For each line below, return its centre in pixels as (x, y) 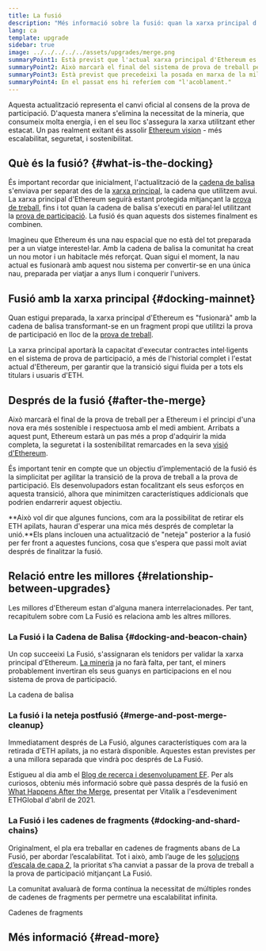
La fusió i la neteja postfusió (63, 715)
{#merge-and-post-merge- (173, 715)
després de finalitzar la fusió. (55, 551)
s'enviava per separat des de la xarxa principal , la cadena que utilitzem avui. (133, 191)
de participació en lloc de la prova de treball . (81, 335)
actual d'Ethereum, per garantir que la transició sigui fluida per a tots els (126, 367)
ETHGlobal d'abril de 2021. (52, 800)
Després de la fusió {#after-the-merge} (107, 400)
